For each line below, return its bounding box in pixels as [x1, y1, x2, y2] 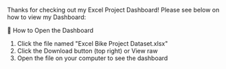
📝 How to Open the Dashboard [7, 27, 94, 34]
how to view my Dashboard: [7, 13, 87, 21]
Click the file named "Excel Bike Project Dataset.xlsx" [16, 40, 168, 47]
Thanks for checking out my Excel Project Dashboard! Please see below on [7, 6, 220, 14]
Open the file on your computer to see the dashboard [16, 54, 168, 62]
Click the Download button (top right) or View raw [16, 47, 158, 55]
